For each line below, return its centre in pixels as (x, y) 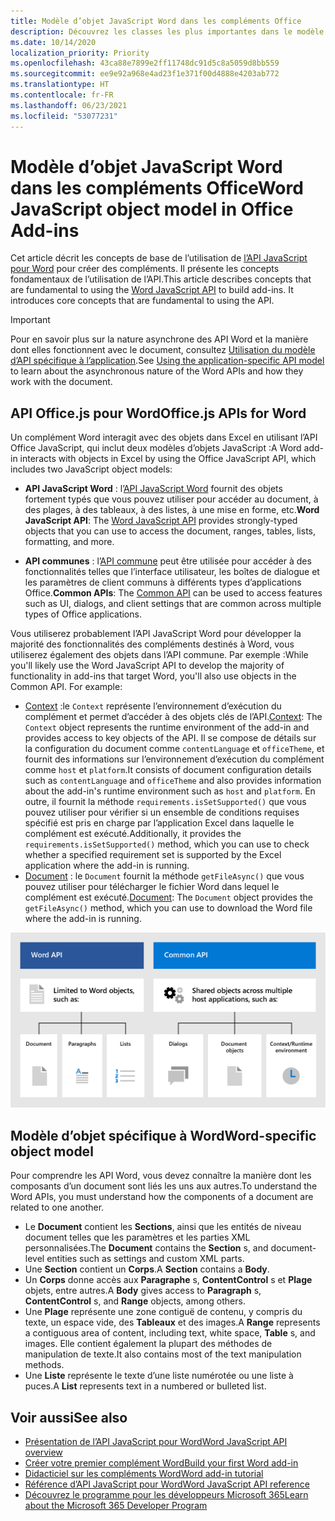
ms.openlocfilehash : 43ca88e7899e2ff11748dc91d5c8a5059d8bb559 (145, 63)
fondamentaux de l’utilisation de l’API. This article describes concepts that (161, 279)
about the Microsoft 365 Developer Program (116, 1505)
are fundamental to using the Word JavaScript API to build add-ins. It (152, 290)
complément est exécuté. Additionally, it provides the (133, 834)
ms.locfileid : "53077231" (64, 116)
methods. (44, 1365)
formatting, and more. (69, 542)
